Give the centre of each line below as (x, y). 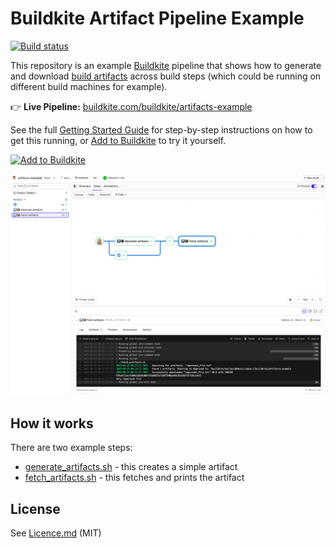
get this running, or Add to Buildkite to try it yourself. (118, 140)
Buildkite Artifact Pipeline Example (157, 18)
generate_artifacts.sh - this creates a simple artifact (131, 467)
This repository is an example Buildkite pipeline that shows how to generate (166, 65)
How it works (52, 423)
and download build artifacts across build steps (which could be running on (166, 76)
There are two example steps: (71, 448)
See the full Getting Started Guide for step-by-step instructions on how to (161, 129)
